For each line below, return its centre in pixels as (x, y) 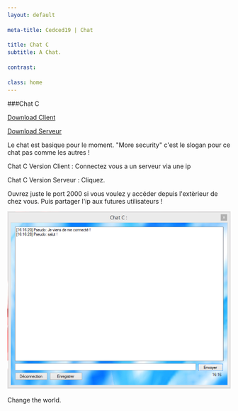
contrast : (22, 67)
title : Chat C (28, 45)
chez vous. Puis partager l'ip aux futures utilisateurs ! (85, 201)
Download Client (32, 117)
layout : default (31, 15)
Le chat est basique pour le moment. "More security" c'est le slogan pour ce (119, 145)
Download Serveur (35, 131)
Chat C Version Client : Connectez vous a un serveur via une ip (99, 166)
